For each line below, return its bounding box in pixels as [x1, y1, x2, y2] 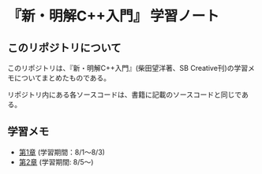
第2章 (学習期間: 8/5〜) [18, 157, 94, 166]
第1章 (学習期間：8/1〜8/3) [18, 147, 106, 157]
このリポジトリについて [7, 41, 122, 54]
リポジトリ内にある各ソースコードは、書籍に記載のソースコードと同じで [7, 90, 242, 99]
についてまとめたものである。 [13, 73, 111, 83]
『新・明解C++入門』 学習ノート [7, 7, 220, 25]
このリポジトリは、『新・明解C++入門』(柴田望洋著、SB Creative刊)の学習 [7, 64, 249, 72]
